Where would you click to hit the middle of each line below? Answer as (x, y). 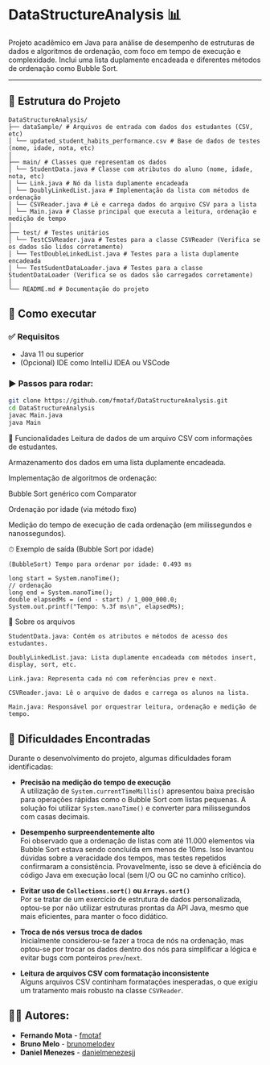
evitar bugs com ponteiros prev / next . (81, 958)
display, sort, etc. (43, 665)
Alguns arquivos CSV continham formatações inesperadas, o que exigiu (139, 982)
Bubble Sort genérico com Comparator (73, 494)
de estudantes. (33, 447)
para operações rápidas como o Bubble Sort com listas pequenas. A (133, 800)
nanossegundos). (37, 534)
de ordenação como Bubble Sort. (63, 68)
